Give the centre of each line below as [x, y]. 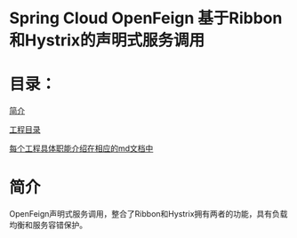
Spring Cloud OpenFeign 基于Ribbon [146, 18]
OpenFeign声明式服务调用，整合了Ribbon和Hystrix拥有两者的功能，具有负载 [148, 214]
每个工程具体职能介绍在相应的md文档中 [81, 148]
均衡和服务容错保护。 [48, 225]
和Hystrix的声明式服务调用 [107, 40]
